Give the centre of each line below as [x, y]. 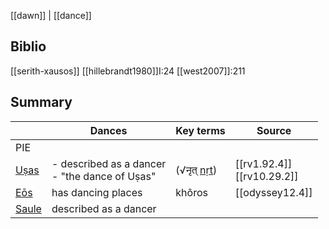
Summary [41, 102]
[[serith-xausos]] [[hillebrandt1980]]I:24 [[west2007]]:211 [128, 71]
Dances [108, 130]
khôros [191, 192]
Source [274, 130]
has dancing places [97, 192]
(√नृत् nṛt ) [196, 170]
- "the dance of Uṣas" [104, 176]
